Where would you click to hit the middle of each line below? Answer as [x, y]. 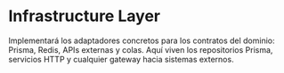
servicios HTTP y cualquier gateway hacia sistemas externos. [121, 59]
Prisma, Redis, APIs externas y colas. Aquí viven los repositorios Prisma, [141, 49]
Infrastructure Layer [85, 16]
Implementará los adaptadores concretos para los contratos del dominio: [142, 40]
